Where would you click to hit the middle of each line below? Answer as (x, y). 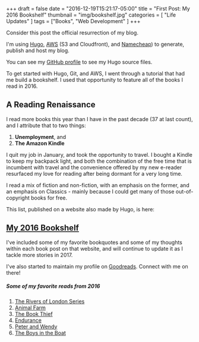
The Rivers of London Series (50, 301)
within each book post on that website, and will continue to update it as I (94, 248)
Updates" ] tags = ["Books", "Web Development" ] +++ (73, 21)
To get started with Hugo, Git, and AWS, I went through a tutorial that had (96, 73)
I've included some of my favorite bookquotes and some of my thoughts (94, 242)
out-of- (184, 191)
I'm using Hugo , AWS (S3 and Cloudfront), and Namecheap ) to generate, (95, 44)
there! (13, 273)
